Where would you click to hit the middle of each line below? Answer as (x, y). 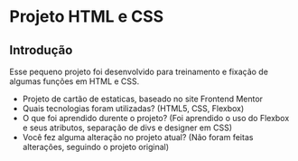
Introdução (41, 50)
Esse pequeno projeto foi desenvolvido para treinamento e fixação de (139, 71)
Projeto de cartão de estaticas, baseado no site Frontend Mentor (143, 99)
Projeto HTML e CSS (87, 17)
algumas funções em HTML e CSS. (74, 81)
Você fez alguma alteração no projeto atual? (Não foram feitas (138, 137)
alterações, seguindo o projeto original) (96, 147)
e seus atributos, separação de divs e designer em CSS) (127, 128)
